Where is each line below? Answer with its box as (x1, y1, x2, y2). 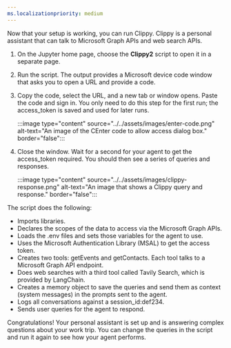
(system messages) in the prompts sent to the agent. (17, 290, 168, 298)
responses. (17, 162, 50, 170)
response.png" (17, 182, 60, 191)
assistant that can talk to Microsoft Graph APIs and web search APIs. (7, 36, 203, 45)
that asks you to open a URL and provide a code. (17, 77, 156, 86)
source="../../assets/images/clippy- (87, 175, 188, 184)
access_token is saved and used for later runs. (17, 106, 150, 114)
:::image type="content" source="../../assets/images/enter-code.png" (17, 119, 215, 128)
